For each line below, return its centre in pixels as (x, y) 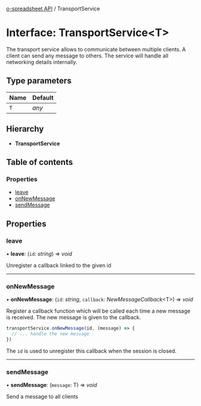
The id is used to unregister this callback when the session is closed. (92, 351)
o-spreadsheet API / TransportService (53, 9)
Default (43, 97)
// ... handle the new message (51, 334)
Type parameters (39, 81)
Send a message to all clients (42, 396)
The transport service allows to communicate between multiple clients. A (96, 49)
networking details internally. (42, 62)
